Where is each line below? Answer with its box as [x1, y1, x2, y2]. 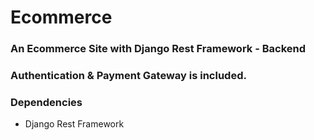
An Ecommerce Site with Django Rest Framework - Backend [10, 42, 307, 56]
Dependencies [10, 95, 83, 109]
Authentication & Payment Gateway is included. [10, 69, 247, 83]
